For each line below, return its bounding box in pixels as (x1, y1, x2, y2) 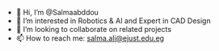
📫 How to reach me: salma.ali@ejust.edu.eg (15, 33, 164, 43)
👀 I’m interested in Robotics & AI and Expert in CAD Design (15, 16, 212, 25)
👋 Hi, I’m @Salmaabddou (15, 8, 99, 17)
